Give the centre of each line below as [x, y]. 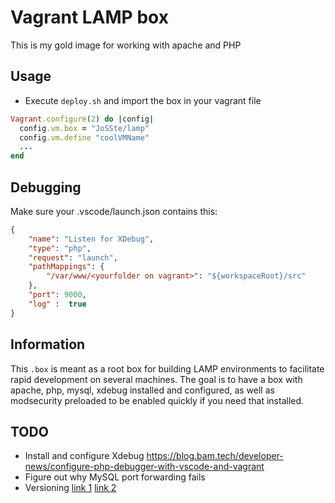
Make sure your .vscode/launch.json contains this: [114, 211]
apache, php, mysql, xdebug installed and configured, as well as [142, 390]
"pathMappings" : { [66, 267]
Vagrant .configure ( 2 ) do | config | [82, 119]
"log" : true [57, 304]
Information [48, 344]
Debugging [46, 187]
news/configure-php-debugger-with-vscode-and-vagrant [144, 467]
